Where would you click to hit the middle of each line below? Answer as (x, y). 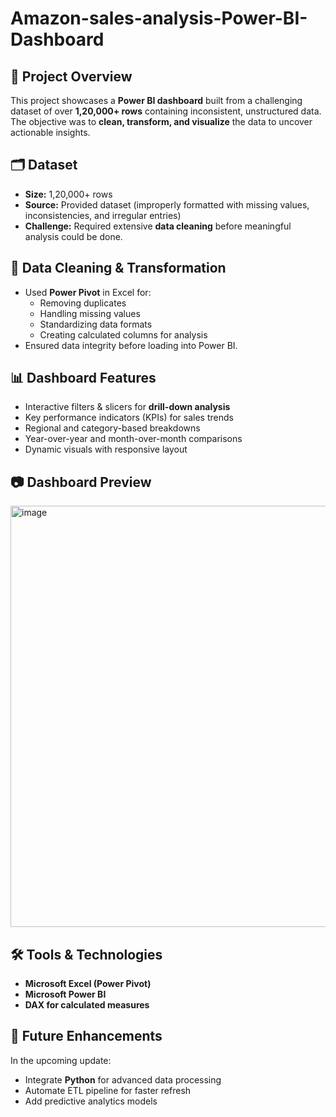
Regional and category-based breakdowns (112, 428)
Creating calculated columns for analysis (123, 334)
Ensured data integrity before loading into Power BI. (131, 345)
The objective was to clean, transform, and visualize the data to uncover (161, 121)
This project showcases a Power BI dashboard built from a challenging (156, 100)
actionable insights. (50, 132)
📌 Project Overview (71, 76)
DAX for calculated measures (87, 1005)
